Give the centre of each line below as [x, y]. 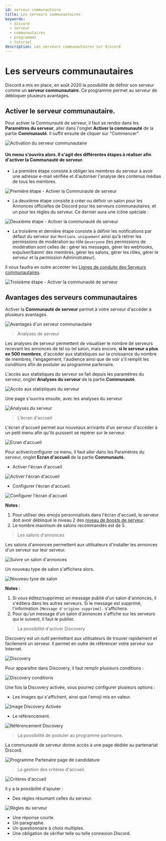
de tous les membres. [34, 181]
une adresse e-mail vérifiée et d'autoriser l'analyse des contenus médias [87, 176]
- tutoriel [21, 42]
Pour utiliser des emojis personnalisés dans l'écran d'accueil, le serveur [85, 515]
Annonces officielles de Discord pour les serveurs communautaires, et [84, 206]
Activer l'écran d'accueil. [38, 467]
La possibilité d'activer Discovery [51, 629]
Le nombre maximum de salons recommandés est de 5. [69, 525]
